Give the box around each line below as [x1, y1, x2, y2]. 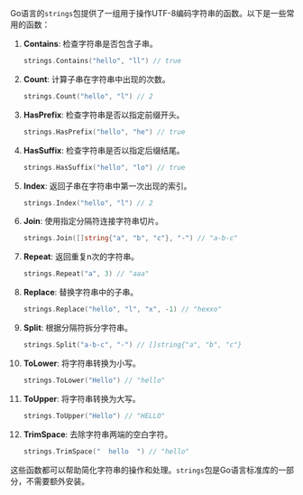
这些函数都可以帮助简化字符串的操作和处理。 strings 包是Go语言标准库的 [10, 464, 279, 475]
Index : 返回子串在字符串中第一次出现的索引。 [23, 180, 192, 191]
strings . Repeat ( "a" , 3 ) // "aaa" [23, 269, 150, 278]
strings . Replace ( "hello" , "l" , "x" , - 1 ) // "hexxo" [23, 305, 222, 314]
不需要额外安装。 [25, 475, 89, 486]
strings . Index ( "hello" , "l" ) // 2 [23, 198, 153, 208]
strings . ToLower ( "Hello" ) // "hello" [23, 376, 166, 385]
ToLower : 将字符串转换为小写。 [23, 358, 141, 369]
